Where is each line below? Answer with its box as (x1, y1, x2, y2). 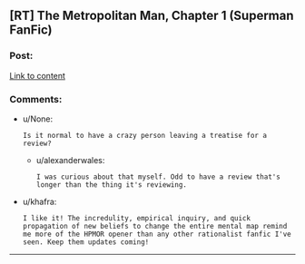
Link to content (9, 70, 66, 81)
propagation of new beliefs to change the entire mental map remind (22, 221, 288, 230)
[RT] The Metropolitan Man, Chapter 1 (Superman (9, 8, 294, 24)
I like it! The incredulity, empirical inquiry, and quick (22, 213, 251, 222)
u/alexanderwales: (35, 154, 105, 165)
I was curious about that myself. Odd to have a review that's (35, 172, 281, 181)
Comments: (9, 93, 63, 105)
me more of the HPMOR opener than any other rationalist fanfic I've (22, 230, 292, 239)
